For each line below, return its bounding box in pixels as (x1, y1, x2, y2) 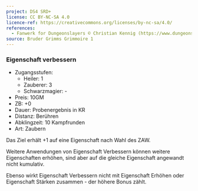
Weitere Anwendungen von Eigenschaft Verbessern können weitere (6, 148, 171, 155)
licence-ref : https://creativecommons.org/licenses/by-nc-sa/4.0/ (6, 19, 173, 25)
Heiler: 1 (23, 75, 44, 83)
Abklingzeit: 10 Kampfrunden (14, 119, 85, 126)
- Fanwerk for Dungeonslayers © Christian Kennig (11, 31, 136, 37)
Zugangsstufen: (14, 69, 54, 76)
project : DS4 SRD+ (6, 8, 51, 15)
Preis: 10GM (14, 94, 44, 101)
